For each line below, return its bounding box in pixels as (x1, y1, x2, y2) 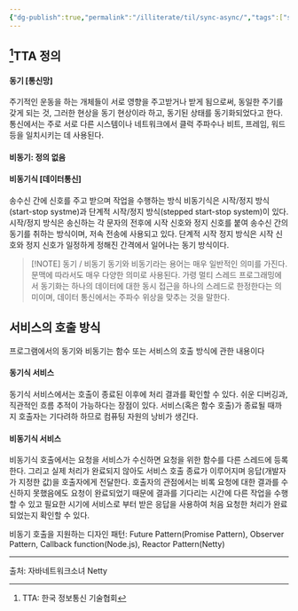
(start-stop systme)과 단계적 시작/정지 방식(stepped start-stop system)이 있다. (9, 206, 289, 218)
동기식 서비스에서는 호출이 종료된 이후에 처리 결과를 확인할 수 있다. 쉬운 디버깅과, (9, 389, 288, 400)
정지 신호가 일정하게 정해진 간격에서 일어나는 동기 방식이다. (25, 240, 230, 250)
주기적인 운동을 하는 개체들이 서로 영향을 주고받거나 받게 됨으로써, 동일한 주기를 (9, 97, 284, 107)
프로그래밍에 (239, 270, 282, 281)
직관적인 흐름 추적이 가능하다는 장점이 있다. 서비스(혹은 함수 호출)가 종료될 (9, 401, 266, 411)
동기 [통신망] (9, 75, 53, 85)
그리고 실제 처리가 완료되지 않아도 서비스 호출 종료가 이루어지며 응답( (27, 465, 265, 476)
